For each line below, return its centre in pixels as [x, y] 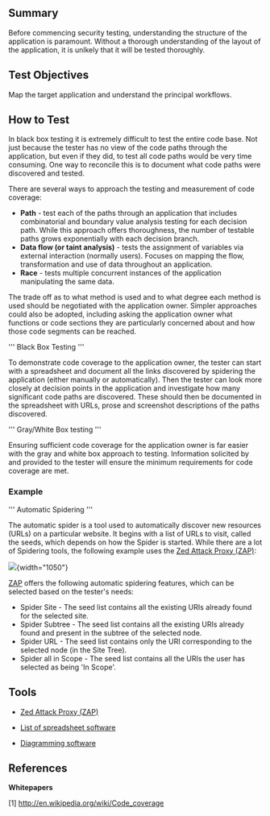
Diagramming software [58, 743]
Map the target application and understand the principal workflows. [120, 94]
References [38, 768]
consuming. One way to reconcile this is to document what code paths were [135, 165]
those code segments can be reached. [73, 331]
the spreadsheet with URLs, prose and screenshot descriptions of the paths [134, 405]
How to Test [39, 120]
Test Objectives [49, 75]
